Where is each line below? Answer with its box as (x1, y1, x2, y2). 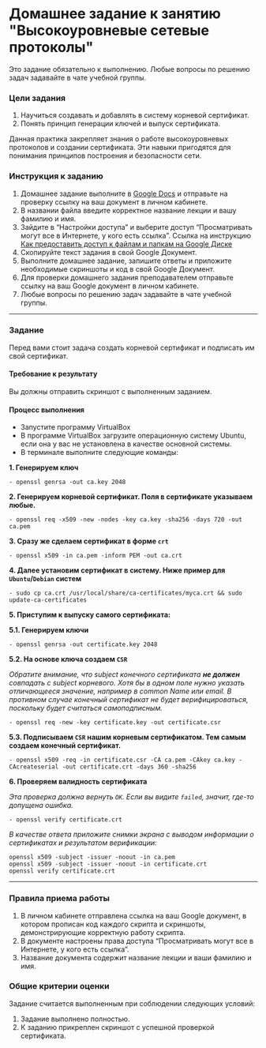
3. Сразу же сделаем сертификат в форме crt (9, 536, 169, 546)
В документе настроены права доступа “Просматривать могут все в (20, 936, 254, 945)
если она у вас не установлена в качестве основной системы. (20, 439, 232, 449)
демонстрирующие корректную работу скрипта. (20, 927, 186, 937)
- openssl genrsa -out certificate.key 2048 (9, 640, 158, 648)
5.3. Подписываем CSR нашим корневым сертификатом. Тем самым (9, 732, 247, 742)
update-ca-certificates (9, 596, 88, 604)
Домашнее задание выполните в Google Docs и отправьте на (20, 189, 228, 198)
